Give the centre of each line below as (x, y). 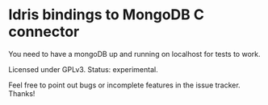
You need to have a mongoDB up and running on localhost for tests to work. (134, 54)
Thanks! (22, 93)
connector (44, 32)
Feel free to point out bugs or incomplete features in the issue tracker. (124, 85)
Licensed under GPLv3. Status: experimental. (84, 69)
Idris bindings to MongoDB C (106, 15)
